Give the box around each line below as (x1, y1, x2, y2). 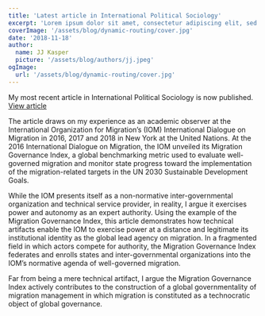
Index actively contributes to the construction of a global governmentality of (8, 282, 257, 291)
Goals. (8, 175, 29, 185)
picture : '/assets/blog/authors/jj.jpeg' (15, 56, 155, 64)
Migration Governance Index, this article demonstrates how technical (8, 216, 234, 225)
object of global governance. (8, 299, 103, 308)
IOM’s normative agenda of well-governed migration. (8, 258, 181, 268)
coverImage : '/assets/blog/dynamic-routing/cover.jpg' (8, 26, 194, 34)
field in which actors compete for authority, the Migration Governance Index (8, 241, 256, 251)
